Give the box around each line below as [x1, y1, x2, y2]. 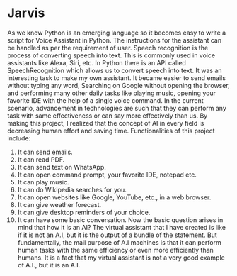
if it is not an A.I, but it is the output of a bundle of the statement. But [17, 231, 217, 239]
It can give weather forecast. [17, 200, 102, 209]
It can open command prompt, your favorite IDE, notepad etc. [17, 170, 197, 179]
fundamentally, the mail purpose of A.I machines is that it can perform [17, 238, 221, 246]
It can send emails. [17, 148, 73, 156]
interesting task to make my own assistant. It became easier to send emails [7, 73, 226, 82]
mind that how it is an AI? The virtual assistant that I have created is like [17, 223, 226, 231]
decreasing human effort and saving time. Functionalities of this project [7, 126, 215, 135]
